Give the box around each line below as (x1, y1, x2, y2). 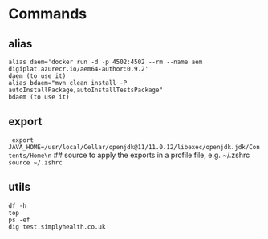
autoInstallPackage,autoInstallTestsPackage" (8, 86, 163, 94)
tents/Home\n (8, 152, 52, 160)
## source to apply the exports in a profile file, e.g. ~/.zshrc (53, 150, 250, 160)
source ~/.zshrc (8, 158, 63, 167)
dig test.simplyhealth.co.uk (8, 222, 106, 231)
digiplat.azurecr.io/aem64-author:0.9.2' (8, 65, 149, 73)
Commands (8, 5, 87, 23)
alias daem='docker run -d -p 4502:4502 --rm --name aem (8, 58, 203, 66)
